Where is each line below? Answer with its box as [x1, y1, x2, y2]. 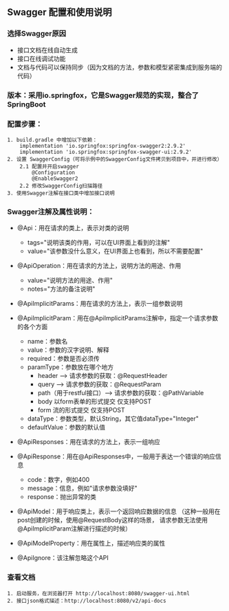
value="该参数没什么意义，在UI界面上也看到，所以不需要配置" [27, 247, 204, 256]
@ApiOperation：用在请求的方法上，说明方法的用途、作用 [17, 262, 182, 270]
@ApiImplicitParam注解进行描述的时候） [17, 524, 132, 533]
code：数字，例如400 [27, 476, 90, 484]
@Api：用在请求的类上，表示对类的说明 [17, 224, 129, 232]
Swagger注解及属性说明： [7, 207, 95, 216]
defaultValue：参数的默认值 [27, 423, 106, 432]
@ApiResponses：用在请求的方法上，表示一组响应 [17, 438, 160, 446]
